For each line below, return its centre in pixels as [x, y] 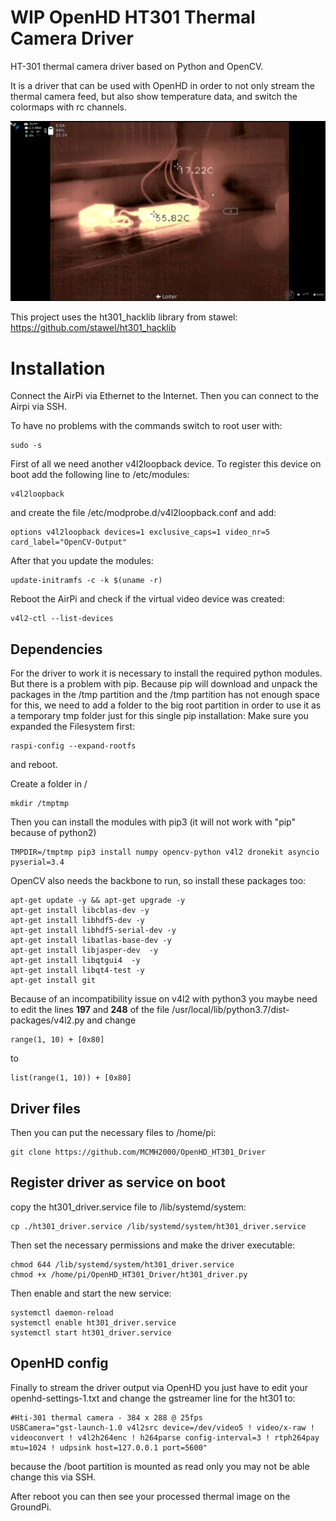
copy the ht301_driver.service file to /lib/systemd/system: [128, 1207]
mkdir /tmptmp [40, 804]
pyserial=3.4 [37, 862]
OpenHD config [59, 1363]
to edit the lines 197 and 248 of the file [90, 1010]
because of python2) [53, 833]
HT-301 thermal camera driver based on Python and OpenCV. [137, 66]
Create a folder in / [49, 784]
